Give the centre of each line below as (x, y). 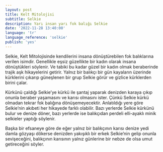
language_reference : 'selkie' (37, 38)
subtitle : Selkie (23, 19)
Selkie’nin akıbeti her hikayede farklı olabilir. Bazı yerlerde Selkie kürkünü (80, 108)
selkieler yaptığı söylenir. (31, 118)
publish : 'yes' (21, 42)
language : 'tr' (21, 33)
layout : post (19, 10)
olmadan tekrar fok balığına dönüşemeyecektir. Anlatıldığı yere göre (74, 103)
